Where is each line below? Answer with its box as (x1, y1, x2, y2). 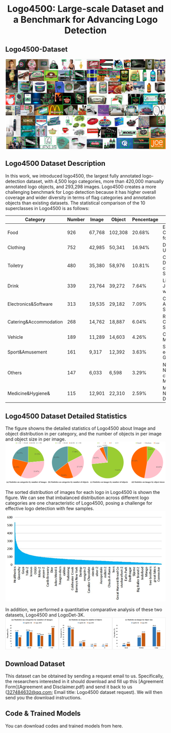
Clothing (7, 245, 25, 251)
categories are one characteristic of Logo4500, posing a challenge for (5, 500, 153, 506)
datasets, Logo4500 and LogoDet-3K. (5, 612, 85, 618)
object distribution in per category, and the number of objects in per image (5, 431, 162, 437)
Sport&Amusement (7, 349, 47, 355)
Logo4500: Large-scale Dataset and (7, 3, 164, 15)
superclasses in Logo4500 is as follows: (5, 205, 90, 211)
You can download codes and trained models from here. (5, 723, 123, 729)
